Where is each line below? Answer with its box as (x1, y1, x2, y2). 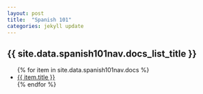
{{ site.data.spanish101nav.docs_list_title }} (7, 48, 197, 59)
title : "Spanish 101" (7, 16, 72, 23)
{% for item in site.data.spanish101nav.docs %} (16, 66, 150, 74)
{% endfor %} (16, 80, 57, 89)
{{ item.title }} (16, 73, 55, 82)
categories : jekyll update (7, 22, 84, 29)
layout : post (7, 10, 44, 17)
